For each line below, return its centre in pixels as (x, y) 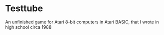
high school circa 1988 (28, 27)
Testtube (24, 9)
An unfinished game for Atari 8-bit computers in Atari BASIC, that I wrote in (82, 22)
